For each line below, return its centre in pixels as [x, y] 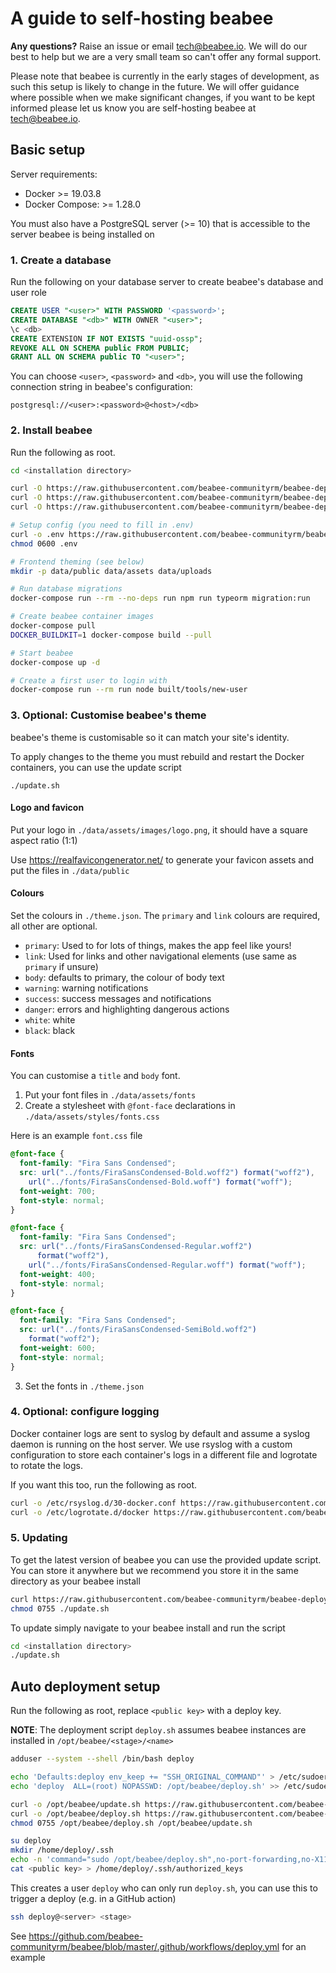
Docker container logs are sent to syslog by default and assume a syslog [160, 1433]
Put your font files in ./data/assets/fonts [110, 1095]
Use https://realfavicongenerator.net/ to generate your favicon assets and [162, 859]
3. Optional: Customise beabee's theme [108, 715]
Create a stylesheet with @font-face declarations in [130, 1106]
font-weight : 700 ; [58, 1191]
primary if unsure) [61, 967]
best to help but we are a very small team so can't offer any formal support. [166, 56]
